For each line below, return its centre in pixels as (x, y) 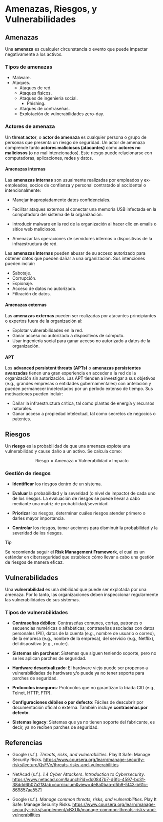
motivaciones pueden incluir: (34, 394)
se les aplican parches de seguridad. (49, 658)
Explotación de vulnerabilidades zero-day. (62, 114)
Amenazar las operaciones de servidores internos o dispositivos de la (82, 238)
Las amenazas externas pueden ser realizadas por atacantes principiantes (81, 316)
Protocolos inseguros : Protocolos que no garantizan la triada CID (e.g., (84, 688)
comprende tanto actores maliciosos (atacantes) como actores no (73, 147)
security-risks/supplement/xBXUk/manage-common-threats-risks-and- (84, 810)
